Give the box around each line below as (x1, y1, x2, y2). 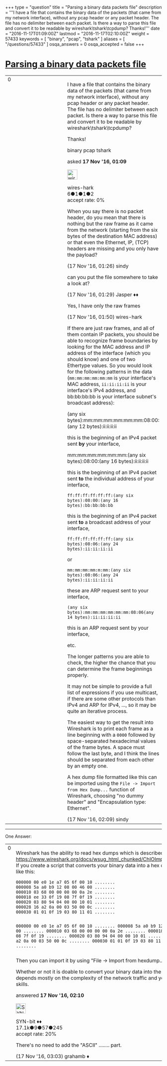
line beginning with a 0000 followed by (67, 731, 156, 738)
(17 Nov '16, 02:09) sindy (67, 816, 129, 823)
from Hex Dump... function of (67, 786, 135, 793)
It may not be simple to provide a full (67, 682, 153, 689)
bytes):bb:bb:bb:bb (67, 502, 113, 508)
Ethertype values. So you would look (67, 362, 153, 369)
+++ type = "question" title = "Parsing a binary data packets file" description (5, 4, 162, 10)
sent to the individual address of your (67, 475, 155, 482)
